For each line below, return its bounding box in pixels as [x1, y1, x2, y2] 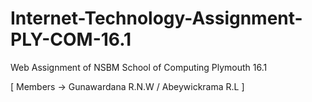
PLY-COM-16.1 [10, 28, 132, 51]
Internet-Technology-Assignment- [10, 7, 303, 30]
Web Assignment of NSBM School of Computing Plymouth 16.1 [10, 61, 268, 73]
